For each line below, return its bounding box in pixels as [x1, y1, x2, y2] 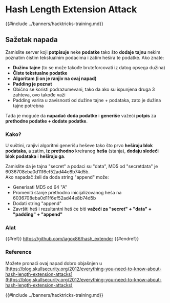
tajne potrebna [12, 103, 44, 109]
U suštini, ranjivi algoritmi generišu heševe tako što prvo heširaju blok [5, 143, 153, 149]
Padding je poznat [12, 80, 52, 87]
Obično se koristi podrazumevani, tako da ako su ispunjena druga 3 [12, 86, 155, 92]
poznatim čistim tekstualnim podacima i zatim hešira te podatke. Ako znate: [5, 54, 164, 60]
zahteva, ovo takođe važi [12, 91, 66, 98]
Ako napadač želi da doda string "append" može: [5, 174, 109, 180]
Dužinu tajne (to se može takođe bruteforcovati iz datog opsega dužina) [12, 64, 165, 70]
